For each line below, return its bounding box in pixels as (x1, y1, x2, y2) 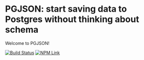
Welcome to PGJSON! (5, 40, 50, 46)
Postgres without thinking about (5, 14, 139, 25)
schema (5, 24, 39, 35)
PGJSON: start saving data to (5, 3, 127, 15)
